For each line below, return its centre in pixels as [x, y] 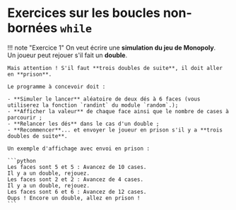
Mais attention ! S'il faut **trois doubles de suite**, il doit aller [115, 68]
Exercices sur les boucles [84, 13]
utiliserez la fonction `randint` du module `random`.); [93, 105]
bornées [33, 28]
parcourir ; [25, 117]
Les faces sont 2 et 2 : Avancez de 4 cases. [75, 179]
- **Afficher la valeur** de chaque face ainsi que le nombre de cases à [118, 111]
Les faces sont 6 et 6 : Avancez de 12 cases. [77, 192]
